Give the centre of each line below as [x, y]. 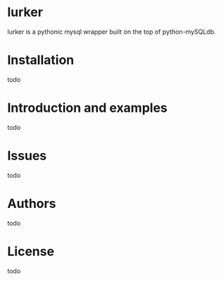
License [31, 251]
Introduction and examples [87, 108]
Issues [27, 156]
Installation [41, 60]
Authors [32, 203]
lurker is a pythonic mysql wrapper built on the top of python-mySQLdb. [111, 32]
